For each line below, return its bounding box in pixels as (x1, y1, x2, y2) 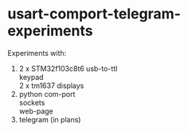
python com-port (18, 89, 76, 98)
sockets (18, 98, 45, 107)
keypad (18, 72, 45, 82)
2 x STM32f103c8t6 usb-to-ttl (18, 63, 118, 73)
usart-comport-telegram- (7, 5, 181, 23)
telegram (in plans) (18, 114, 81, 124)
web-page (18, 106, 53, 116)
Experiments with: (7, 48, 67, 58)
